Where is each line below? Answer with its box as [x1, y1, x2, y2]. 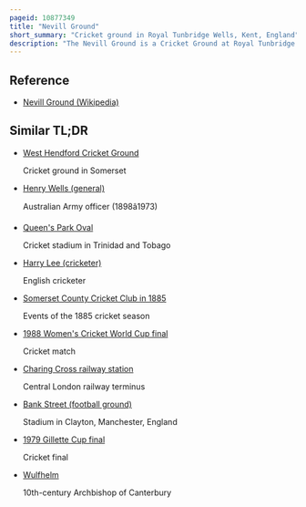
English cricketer [22, 274, 87, 285]
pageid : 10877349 [9, 13, 76, 23]
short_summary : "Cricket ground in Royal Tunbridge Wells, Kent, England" [9, 30, 300, 39]
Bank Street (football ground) [22, 398, 132, 409]
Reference [9, 72, 70, 88]
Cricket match [22, 346, 76, 357]
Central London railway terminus [22, 380, 146, 392]
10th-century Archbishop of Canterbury [22, 487, 172, 498]
